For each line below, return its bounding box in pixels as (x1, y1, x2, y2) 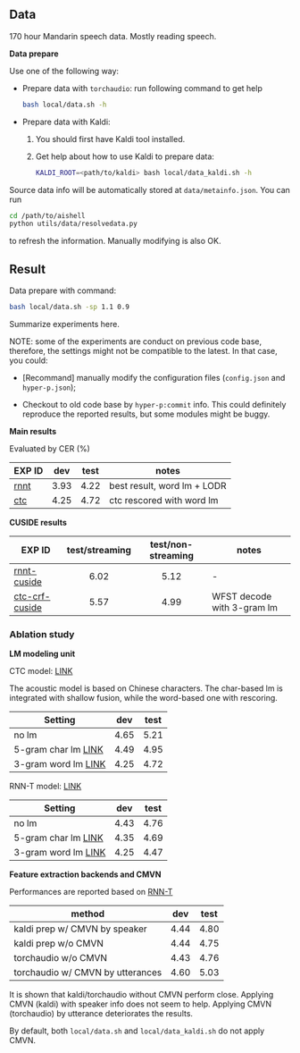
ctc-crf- (13, 590, 51, 602)
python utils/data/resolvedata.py (9, 219, 138, 229)
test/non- (150, 538, 194, 551)
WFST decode (211, 590, 272, 602)
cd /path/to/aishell (9, 211, 87, 220)
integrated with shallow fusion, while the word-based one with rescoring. (9, 693, 279, 703)
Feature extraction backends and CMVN (9, 869, 162, 880)
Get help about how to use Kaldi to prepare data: (35, 151, 214, 162)
